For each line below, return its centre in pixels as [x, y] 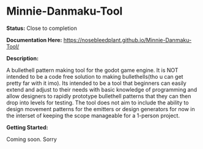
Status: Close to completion [42, 28]
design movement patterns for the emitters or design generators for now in [101, 109]
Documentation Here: [34, 40]
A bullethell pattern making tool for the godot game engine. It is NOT [92, 70]
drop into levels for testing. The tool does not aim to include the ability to [98, 103]
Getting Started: [27, 127]
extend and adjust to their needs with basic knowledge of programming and [102, 89]
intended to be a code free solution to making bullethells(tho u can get [95, 76]
